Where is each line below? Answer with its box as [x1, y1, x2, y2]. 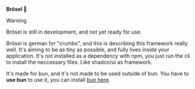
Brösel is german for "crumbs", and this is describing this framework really [6, 40, 188, 47]
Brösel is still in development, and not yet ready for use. [6, 28, 142, 35]
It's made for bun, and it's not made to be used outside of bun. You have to [6, 70, 189, 77]
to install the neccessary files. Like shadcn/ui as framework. [6, 59, 153, 65]
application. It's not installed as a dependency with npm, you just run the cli [6, 52, 190, 59]
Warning [6, 17, 27, 24]
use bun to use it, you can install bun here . [6, 77, 111, 83]
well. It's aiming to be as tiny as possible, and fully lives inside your [6, 46, 170, 53]
